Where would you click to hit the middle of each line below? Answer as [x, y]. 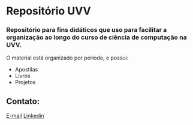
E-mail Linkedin [25, 116]
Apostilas [26, 70]
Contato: [23, 101]
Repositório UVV [49, 11]
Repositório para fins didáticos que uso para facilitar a [87, 30]
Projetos [25, 82]
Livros [22, 76]
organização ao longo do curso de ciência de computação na [96, 37]
